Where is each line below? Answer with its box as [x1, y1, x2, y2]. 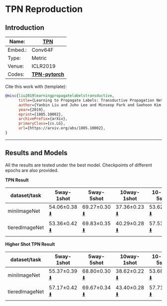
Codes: [7, 71, 25, 78]
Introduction [5, 23, 45, 32]
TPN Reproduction [5, 3, 83, 15]
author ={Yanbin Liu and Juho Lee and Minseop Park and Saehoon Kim [18, 102, 162, 108]
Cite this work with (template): [5, 84, 67, 89]
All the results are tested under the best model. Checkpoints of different [5, 162, 153, 168]
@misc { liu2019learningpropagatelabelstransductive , [5, 93, 114, 98]
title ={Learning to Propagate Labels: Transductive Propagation [18, 98, 155, 103]
